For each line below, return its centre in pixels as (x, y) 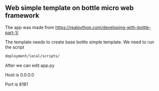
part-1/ (12, 32)
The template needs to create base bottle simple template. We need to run (80, 42)
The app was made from (30, 27)
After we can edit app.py (30, 65)
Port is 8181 (17, 84)
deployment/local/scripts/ (32, 56)
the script (15, 47)
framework (22, 16)
